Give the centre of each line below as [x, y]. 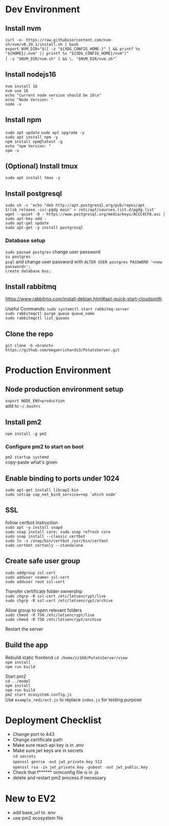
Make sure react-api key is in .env [48, 745]
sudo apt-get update [27, 224]
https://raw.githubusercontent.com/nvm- [69, 40]
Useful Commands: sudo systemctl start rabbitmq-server [67, 309]
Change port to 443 [33, 734]
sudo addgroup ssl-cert [31, 573]
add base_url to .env [34, 813]
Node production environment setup [64, 389]
